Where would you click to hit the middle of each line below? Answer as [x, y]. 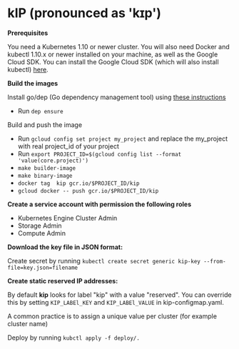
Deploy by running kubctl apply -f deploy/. [74, 338]
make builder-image [47, 168]
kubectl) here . [28, 69]
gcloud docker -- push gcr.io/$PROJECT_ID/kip [88, 191]
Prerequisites [28, 33]
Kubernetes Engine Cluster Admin [67, 218]
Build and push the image [45, 125]
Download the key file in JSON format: [65, 247]
